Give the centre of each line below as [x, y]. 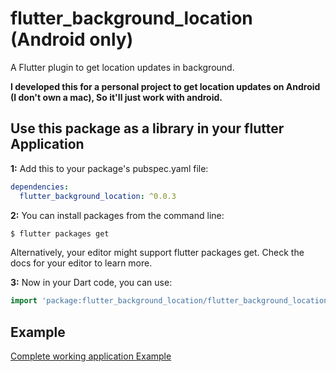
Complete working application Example [91, 356]
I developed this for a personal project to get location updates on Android [165, 86]
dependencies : [40, 187]
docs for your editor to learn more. [81, 263]
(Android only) [72, 39]
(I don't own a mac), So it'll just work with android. [116, 97]
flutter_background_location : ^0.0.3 [98, 196]
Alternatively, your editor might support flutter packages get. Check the [157, 253]
